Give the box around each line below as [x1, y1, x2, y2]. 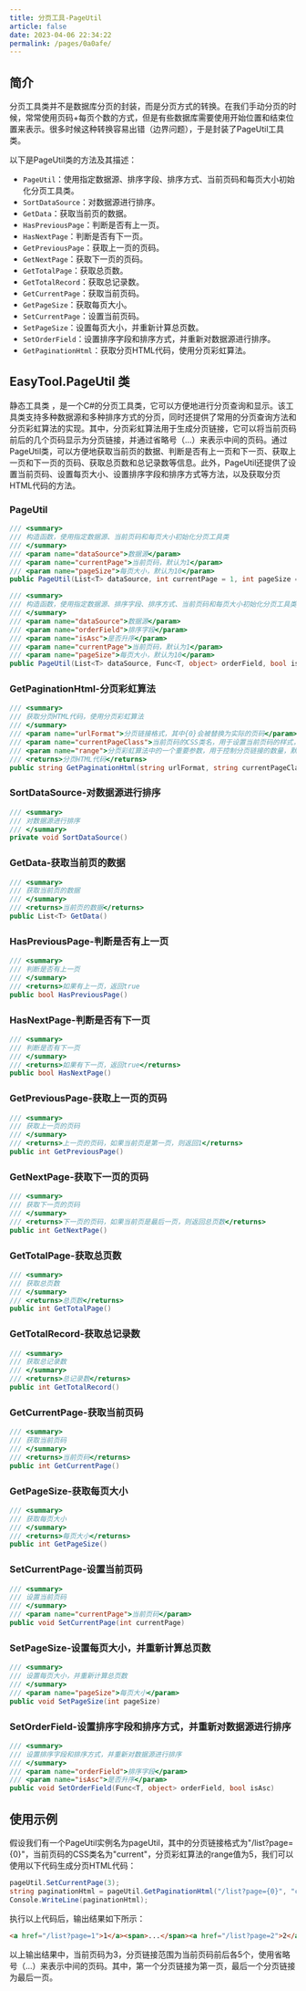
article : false [9, 22, 67, 31]
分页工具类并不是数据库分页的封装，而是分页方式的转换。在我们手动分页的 [9, 101, 289, 112]
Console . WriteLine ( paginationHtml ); [9, 1895, 148, 1904]
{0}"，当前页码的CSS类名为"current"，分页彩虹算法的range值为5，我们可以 [9, 1849, 294, 1860]
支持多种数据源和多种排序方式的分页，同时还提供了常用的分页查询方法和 [25, 412, 297, 422]
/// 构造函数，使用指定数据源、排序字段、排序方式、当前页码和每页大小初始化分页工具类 [9, 599, 298, 610]
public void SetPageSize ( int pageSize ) [9, 1696, 161, 1706]
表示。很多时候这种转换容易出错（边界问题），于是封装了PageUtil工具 [25, 124, 285, 135]
